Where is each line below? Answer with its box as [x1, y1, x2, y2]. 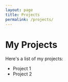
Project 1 [12, 66, 31, 72]
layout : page [5, 7, 33, 13]
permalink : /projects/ [5, 17, 54, 22]
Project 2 [12, 71, 32, 77]
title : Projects [5, 12, 40, 17]
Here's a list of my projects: [5, 56, 63, 62]
